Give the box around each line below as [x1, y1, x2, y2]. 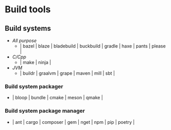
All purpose [12, 37, 37, 44]
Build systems [5, 24, 51, 33]
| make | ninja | [19, 59, 52, 65]
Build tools [5, 4, 51, 15]
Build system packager [5, 83, 63, 90]
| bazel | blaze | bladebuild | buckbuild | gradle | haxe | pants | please [19, 43, 166, 49]
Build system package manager [5, 107, 85, 115]
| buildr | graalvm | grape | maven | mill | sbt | [19, 70, 115, 76]
